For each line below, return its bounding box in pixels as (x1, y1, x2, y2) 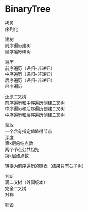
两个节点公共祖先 (5, 146, 39, 152)
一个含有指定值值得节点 (5, 128, 52, 134)
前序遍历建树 (5, 42, 31, 48)
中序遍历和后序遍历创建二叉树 (5, 106, 65, 111)
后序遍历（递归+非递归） (5, 77, 55, 83)
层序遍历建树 (5, 49, 31, 54)
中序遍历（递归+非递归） (5, 71, 55, 77)
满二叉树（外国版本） (5, 179, 48, 185)
